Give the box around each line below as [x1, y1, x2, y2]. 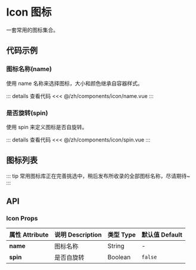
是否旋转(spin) [6, 109, 48, 117]
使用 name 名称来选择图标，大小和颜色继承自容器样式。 [6, 79, 143, 87]
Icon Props [6, 214, 38, 223]
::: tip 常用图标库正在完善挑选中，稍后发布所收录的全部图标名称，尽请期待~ [6, 172, 191, 179]
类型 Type [107, 231, 136, 239]
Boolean [107, 253, 131, 262]
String [107, 242, 125, 250]
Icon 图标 [6, 5, 52, 19]
